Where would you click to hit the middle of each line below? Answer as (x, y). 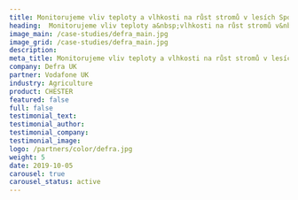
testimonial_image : (45, 141)
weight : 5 (27, 157)
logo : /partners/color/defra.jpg (71, 149)
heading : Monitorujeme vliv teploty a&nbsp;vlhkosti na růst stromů (141, 26)
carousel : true (37, 173)
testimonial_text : (43, 116)
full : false (31, 108)
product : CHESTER (41, 91)
